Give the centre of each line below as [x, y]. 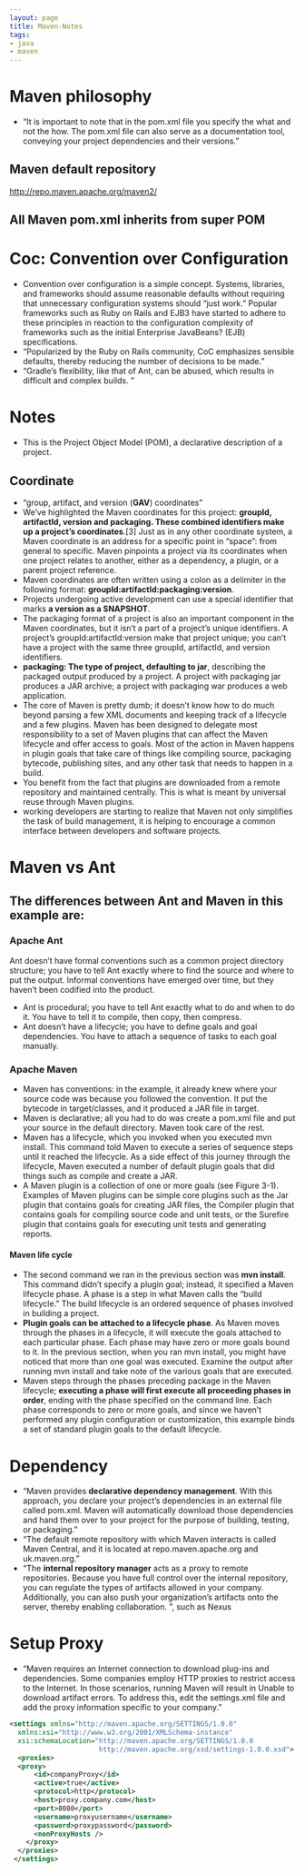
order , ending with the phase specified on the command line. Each [147, 1401]
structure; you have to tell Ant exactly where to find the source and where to [152, 970]
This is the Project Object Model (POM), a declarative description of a [152, 442]
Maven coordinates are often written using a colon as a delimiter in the [154, 580]
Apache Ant [36, 941]
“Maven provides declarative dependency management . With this [148, 1491]
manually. [40, 1046]
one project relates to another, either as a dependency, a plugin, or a [150, 560]
